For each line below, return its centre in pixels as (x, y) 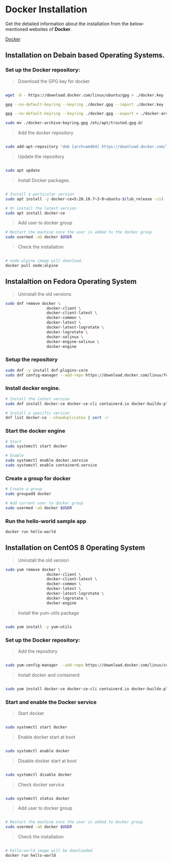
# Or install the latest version (41, 208)
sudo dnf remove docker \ (33, 303)
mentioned (17, 29)
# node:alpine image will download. (44, 261)
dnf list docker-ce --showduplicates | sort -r (57, 418)
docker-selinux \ (65, 337)
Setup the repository (31, 360)
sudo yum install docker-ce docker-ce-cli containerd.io (67, 689)
